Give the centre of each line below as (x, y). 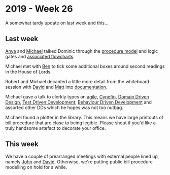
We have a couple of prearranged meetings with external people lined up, (82, 156)
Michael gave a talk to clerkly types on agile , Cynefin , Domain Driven (77, 96)
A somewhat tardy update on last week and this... (57, 23)
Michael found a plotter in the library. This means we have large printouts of (84, 117)
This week (22, 144)
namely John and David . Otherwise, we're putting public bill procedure (79, 162)
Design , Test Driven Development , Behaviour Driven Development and (79, 102)
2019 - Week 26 (39, 9)
